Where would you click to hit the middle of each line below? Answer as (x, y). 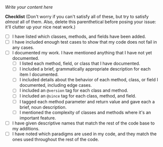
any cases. (23, 48)
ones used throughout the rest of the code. (56, 139)
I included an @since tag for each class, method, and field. (78, 96)
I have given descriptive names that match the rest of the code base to (83, 123)
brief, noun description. (43, 107)
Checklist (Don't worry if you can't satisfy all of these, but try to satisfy (77, 16)
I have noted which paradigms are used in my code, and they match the (84, 134)
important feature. (38, 118)
